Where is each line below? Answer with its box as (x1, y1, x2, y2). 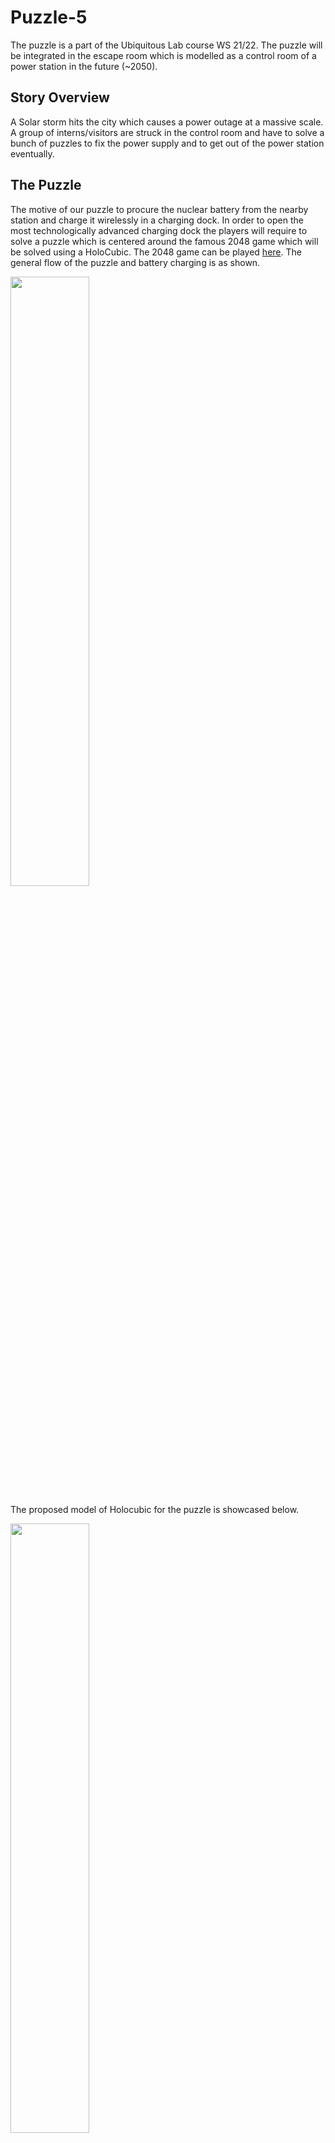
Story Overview (10, 89, 110, 106)
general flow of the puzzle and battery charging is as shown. (10, 256, 261, 268)
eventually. (10, 147, 55, 160)
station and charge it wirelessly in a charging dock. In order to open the (10, 214, 304, 226)
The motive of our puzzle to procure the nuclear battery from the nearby (10, 203, 309, 215)
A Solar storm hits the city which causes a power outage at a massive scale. (10, 116, 324, 128)
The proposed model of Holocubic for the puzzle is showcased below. (10, 1503, 300, 1515)
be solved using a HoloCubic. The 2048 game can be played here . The (10, 246, 302, 258)
